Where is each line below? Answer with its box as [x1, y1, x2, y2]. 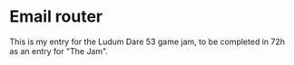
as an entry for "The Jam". [9, 45, 109, 56]
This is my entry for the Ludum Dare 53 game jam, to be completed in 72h [9, 36, 286, 47]
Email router [9, 6, 103, 27]
